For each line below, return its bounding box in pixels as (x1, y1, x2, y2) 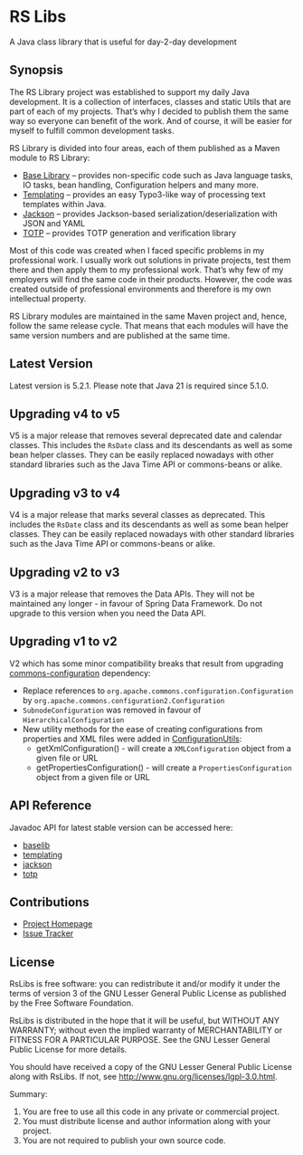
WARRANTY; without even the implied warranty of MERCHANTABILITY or (9, 1025, 283, 1036)
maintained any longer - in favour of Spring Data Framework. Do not (9, 598, 263, 608)
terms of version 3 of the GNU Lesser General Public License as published (9, 988, 287, 999)
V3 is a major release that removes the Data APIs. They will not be (9, 588, 255, 599)
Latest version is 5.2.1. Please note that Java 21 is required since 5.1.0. (9, 380, 269, 391)
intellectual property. (9, 292, 87, 304)
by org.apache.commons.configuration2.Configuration (22, 694, 225, 705)
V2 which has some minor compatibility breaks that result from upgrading (9, 658, 284, 669)
